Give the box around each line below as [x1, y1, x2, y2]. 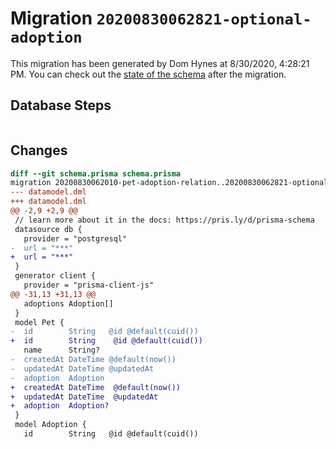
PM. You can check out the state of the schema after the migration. [10, 68, 287, 80]
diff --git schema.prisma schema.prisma [10, 168, 182, 179]
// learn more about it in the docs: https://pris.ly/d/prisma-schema [14, 215, 315, 225]
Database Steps [10, 97, 112, 114]
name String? [23, 345, 101, 356]
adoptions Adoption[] [23, 298, 114, 309]
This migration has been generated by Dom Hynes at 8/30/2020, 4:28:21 [10, 57, 310, 69]
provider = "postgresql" [23, 233, 128, 244]
